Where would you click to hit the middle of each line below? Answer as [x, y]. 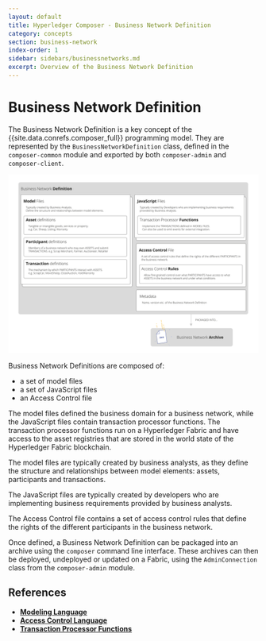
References [37, 593]
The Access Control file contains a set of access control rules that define [127, 519]
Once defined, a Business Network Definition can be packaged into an [123, 543]
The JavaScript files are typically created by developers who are [114, 495]
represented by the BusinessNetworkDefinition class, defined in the [119, 146]
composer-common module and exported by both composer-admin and [117, 154]
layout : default [35, 17]
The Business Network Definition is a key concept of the [100, 129]
